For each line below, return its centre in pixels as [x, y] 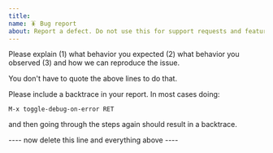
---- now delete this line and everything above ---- [93, 140]
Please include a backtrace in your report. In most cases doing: [114, 94]
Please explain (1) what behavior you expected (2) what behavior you [124, 55]
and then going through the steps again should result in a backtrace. [123, 125]
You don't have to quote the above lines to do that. [93, 79]
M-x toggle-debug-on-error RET [61, 109]
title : [19, 16]
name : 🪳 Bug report [43, 24]
